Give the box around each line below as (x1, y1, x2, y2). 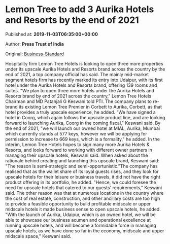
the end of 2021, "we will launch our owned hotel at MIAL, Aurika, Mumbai (5, 125, 160, 131)
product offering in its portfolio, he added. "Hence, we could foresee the (5, 179, 156, 185)
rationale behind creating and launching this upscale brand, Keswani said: (5, 157, 160, 163)
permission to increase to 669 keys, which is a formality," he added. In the (5, 136, 160, 142)
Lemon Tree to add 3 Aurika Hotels (5, 4, 154, 15)
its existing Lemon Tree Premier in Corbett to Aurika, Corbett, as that (18, 103, 162, 110)
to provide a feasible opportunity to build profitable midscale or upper (5, 200, 151, 206)
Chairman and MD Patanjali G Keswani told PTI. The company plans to (5, 98, 152, 104)
